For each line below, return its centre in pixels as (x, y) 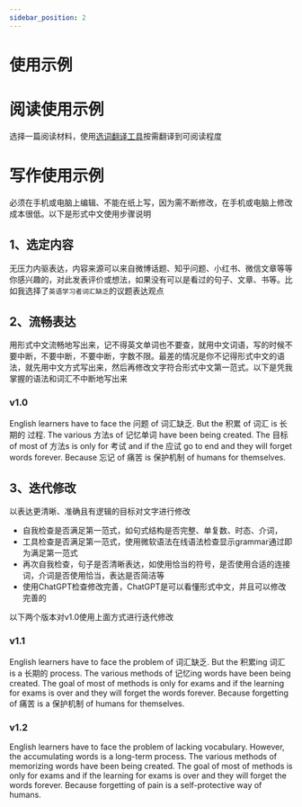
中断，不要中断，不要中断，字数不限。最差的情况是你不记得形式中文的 (147, 356)
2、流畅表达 (43, 322)
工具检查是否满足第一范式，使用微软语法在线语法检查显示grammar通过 (153, 542)
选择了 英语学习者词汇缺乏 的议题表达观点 (94, 291)
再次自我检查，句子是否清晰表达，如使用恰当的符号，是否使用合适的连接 (156, 564)
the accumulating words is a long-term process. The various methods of (143, 757)
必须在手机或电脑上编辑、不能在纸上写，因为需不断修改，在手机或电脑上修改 (151, 202)
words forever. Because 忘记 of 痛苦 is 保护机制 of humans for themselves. (147, 457)
